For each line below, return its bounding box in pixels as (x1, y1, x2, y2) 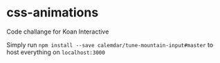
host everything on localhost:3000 (6, 48, 105, 56)
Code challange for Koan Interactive (6, 27, 109, 36)
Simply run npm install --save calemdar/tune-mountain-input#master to (6, 40, 214, 49)
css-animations (6, 5, 99, 21)
